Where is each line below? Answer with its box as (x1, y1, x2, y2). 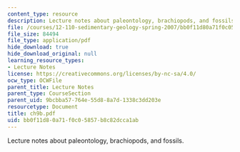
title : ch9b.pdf (7, 110, 56, 117)
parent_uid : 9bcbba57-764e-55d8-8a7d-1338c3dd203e (7, 97, 161, 104)
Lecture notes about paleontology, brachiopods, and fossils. (7, 136, 184, 145)
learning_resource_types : (7, 57, 84, 64)
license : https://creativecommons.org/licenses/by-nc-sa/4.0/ (7, 70, 196, 77)
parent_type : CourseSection (7, 90, 91, 97)
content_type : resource (7, 10, 79, 18)
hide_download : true (7, 44, 69, 51)
